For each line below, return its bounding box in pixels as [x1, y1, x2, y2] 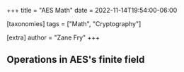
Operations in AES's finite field [6, 54, 145, 66]
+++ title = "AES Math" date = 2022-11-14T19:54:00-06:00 [6, 6, 178, 14]
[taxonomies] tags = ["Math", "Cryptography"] [6, 20, 142, 28]
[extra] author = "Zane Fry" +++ [6, 33, 100, 42]
